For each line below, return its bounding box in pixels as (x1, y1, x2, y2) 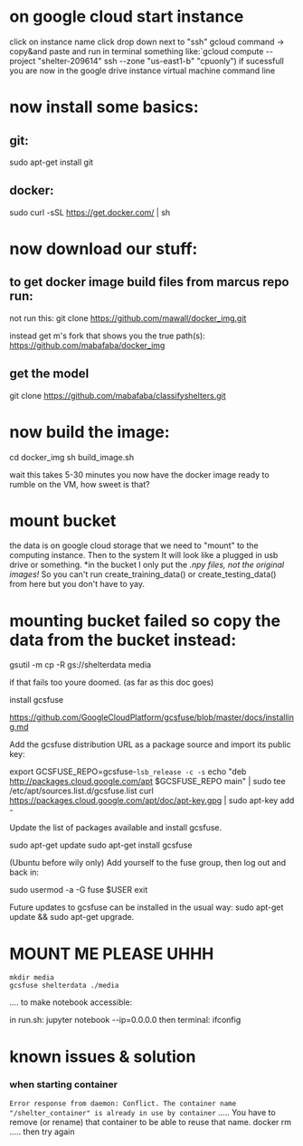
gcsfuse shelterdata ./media (9, 981, 119, 990)
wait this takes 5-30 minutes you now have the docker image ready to (9, 469, 270, 480)
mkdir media (9, 973, 54, 982)
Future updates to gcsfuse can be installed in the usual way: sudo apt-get (9, 902, 284, 913)
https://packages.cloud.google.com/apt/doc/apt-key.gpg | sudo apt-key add (9, 795, 295, 806)
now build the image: (9, 421, 170, 442)
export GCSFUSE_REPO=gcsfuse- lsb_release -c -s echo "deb (9, 766, 247, 777)
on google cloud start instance (9, 6, 244, 27)
